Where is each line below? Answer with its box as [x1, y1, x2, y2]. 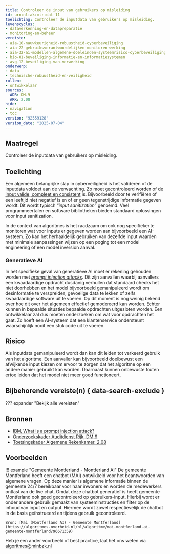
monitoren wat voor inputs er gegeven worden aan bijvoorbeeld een [5, 228, 147, 234]
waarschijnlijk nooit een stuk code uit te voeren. [5, 322, 105, 328]
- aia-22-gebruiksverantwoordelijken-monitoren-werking [5, 45, 125, 50]
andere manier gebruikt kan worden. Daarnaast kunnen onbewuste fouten [5, 367, 159, 373]
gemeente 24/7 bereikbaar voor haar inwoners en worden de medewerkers [5, 483, 162, 489]
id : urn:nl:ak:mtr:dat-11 [5, 12, 60, 17]
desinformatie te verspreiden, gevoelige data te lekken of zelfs [5, 290, 136, 296]
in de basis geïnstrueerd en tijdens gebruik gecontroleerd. [5, 510, 126, 516]
